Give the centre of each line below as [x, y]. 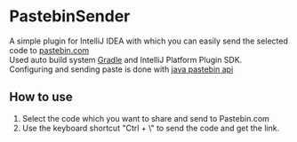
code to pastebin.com [49, 50]
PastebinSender [70, 16]
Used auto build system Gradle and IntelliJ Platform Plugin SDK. [126, 59]
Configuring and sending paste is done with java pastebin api [121, 69]
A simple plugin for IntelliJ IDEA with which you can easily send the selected [149, 41]
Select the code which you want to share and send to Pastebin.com [145, 118]
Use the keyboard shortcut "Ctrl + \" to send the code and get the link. [151, 128]
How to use [41, 97]
